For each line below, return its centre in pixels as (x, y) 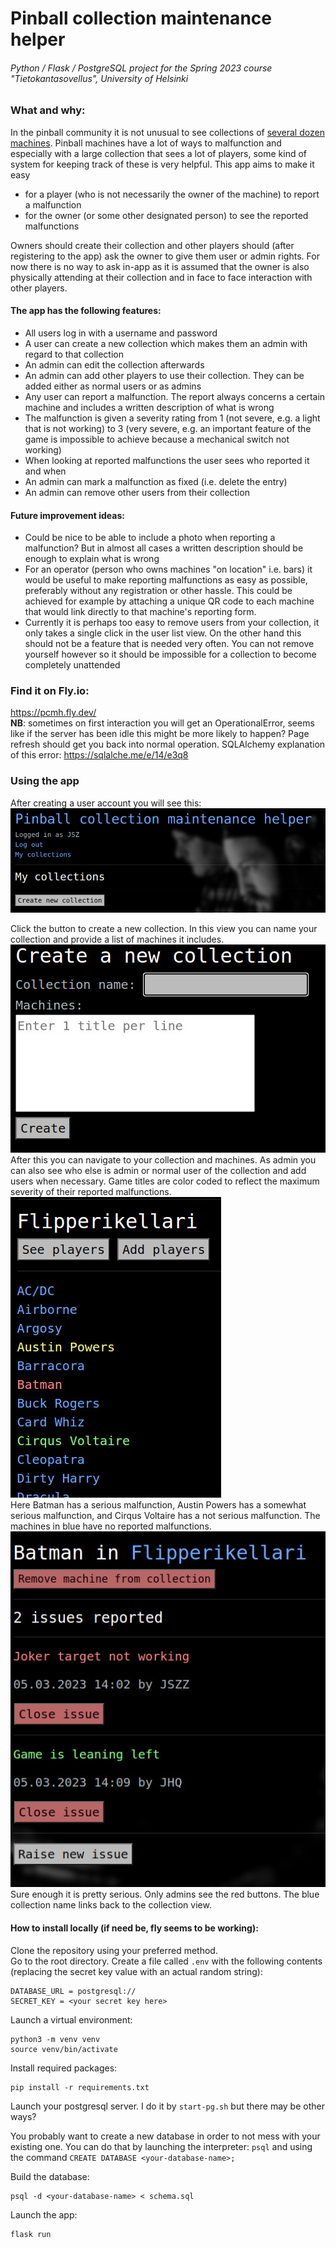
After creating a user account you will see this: (106, 803)
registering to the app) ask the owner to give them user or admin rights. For (165, 256)
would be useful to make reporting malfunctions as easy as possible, (166, 580)
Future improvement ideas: (67, 515)
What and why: (48, 110)
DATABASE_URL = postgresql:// (73, 1991)
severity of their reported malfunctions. (91, 1192)
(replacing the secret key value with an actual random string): (136, 1971)
